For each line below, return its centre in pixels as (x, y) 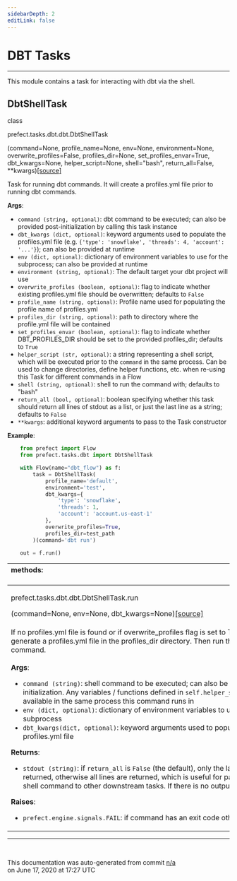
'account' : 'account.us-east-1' (105, 514)
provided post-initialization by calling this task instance (97, 227)
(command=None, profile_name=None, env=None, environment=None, (111, 148)
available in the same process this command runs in (109, 702)
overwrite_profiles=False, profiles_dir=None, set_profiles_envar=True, (109, 155)
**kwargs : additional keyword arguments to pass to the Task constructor (122, 422)
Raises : (23, 802)
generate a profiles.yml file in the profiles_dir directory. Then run (117, 641)
